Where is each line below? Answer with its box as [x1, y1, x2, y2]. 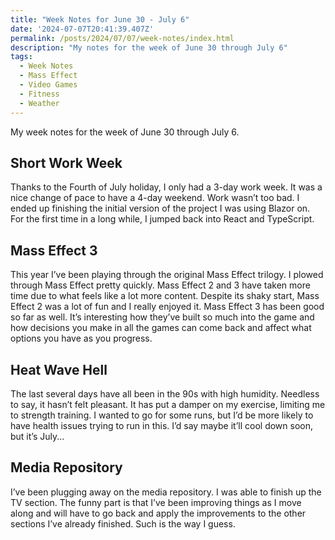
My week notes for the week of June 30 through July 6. [10, 126, 240, 138]
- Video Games [19, 80, 78, 90]
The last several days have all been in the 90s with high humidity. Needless [10, 387, 320, 400]
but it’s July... [10, 430, 65, 442]
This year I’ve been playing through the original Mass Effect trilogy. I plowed [10, 269, 324, 281]
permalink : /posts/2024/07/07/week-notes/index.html [10, 33, 235, 43]
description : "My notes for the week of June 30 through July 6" [10, 42, 288, 53]
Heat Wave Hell [10, 361, 108, 378]
